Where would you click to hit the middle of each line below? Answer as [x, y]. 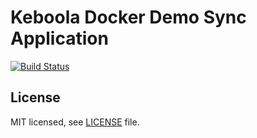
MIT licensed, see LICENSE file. [75, 122]
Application [59, 38]
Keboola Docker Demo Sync [128, 17]
